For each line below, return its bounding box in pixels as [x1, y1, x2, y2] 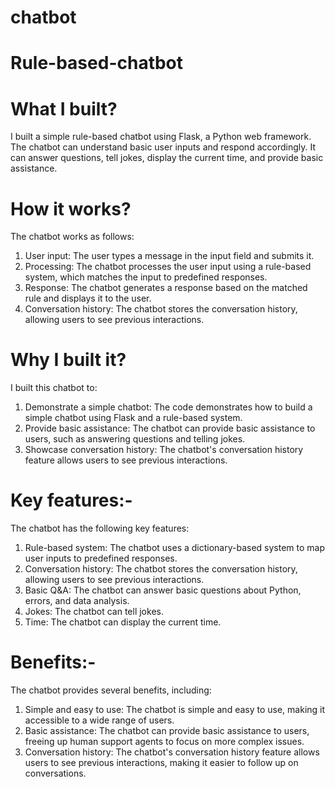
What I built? [10, 97, 118, 120]
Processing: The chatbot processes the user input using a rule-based [24, 261, 312, 273]
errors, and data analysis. [24, 595, 130, 607]
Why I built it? [10, 349, 127, 371]
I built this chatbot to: [10, 382, 98, 394]
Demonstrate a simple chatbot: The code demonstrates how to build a [24, 401, 313, 413]
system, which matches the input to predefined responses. [24, 271, 268, 283]
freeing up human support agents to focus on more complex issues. [24, 736, 305, 748]
